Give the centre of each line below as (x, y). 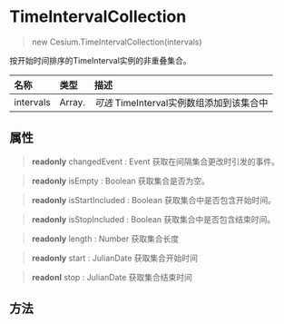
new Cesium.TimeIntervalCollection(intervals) (117, 42)
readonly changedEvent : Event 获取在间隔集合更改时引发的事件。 (155, 162)
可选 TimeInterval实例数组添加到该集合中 (181, 103)
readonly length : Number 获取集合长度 (105, 239)
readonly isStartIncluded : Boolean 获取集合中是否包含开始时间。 (154, 200)
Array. (73, 102)
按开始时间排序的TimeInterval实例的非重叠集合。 (101, 60)
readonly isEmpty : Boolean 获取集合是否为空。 (121, 181)
